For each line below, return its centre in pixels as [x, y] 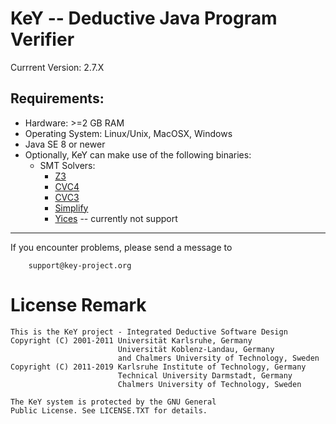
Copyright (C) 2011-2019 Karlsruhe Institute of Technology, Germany [158, 367]
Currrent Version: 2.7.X [57, 67]
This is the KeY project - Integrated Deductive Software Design [149, 332]
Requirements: [57, 98]
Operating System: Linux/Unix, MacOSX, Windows [128, 133]
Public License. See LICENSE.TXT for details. [109, 410]
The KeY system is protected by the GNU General [113, 402]
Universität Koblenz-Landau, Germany [196, 349]
